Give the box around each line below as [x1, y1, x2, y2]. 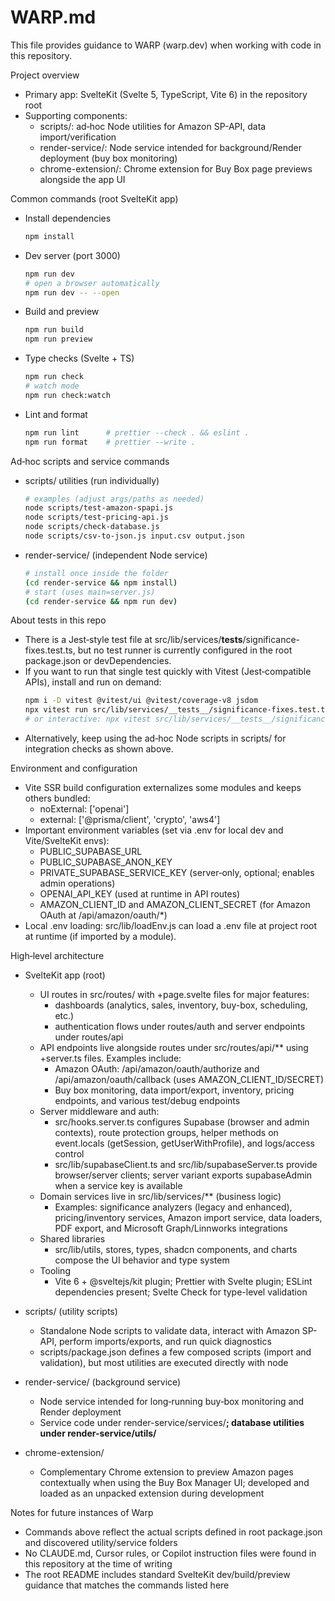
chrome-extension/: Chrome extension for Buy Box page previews [39, 162, 313, 175]
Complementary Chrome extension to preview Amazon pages [39, 1466, 294, 1478]
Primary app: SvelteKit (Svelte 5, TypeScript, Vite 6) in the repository [24, 88, 308, 100]
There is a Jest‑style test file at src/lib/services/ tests [24, 634, 243, 646]
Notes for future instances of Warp [10, 1507, 154, 1519]
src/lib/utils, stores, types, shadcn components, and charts [54, 1244, 298, 1256]
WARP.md [10, 6, 97, 29]
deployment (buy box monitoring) [39, 152, 178, 164]
